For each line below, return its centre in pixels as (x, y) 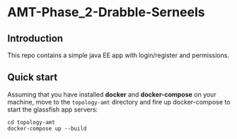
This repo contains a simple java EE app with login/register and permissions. (118, 55)
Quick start (33, 77)
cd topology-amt (31, 122)
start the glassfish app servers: (53, 109)
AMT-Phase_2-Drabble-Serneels (106, 12)
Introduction (35, 38)
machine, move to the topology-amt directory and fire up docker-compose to (119, 102)
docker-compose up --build (47, 128)
